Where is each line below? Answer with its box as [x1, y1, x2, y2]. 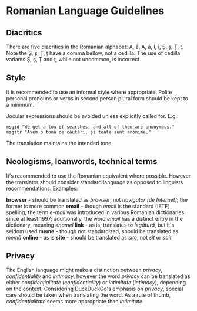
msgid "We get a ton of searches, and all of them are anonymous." [6, 124, 175, 130]
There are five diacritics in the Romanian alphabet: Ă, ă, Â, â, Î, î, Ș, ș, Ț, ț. [6, 43, 184, 50]
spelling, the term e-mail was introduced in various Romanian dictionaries [6, 208, 185, 216]
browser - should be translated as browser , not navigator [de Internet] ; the [6, 196, 188, 203]
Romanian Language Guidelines [6, 4, 165, 18]
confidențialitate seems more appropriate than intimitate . [6, 298, 144, 305]
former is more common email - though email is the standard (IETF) [6, 202, 171, 209]
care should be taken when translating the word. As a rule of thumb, [6, 292, 171, 299]
